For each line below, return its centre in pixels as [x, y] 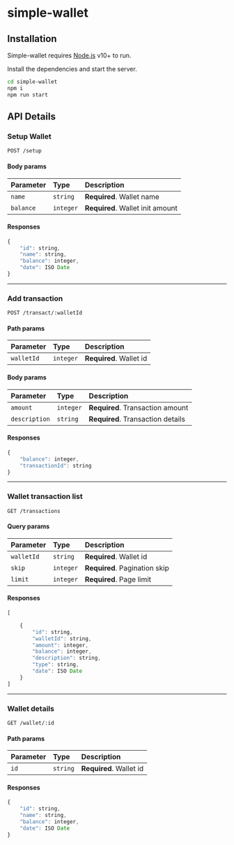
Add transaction [35, 298]
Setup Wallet [29, 136]
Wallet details [31, 709]
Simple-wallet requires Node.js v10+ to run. [69, 55]
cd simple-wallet [32, 82]
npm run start [28, 95]
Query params [29, 526]
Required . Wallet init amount [131, 208]
